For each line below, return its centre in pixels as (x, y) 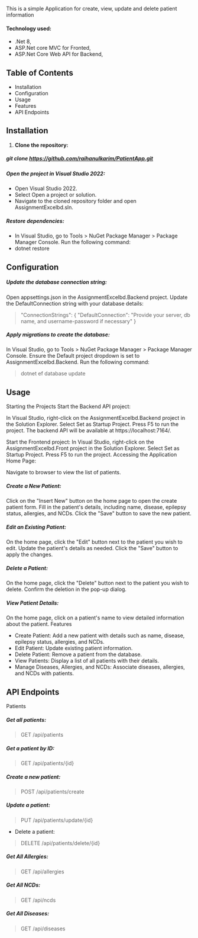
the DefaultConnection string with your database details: (75, 303)
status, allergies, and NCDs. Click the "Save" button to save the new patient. (99, 513)
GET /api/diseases (43, 929)
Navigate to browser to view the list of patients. (64, 473)
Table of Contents (40, 73)
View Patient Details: (33, 603)
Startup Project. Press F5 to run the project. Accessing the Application (92, 455)
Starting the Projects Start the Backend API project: (69, 407)
